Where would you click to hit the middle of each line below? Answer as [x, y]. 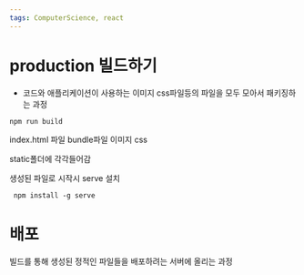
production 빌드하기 [83, 66]
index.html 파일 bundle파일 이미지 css [79, 139]
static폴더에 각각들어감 [50, 158]
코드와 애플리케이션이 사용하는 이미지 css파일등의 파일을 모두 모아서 [143, 93]
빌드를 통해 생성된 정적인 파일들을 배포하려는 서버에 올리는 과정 [122, 261]
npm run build [36, 121]
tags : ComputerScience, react [67, 18]
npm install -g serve [54, 195]
